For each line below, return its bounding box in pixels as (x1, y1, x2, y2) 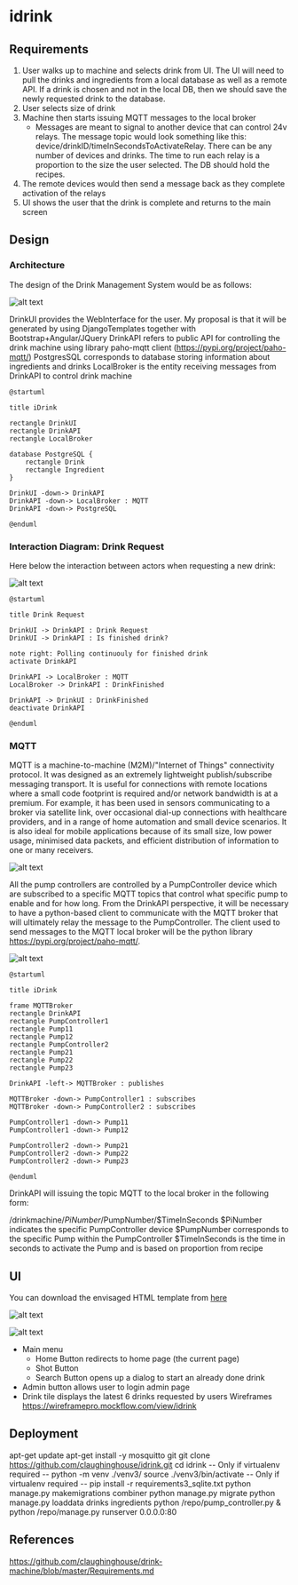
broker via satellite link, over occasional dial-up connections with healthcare (9, 807, 287, 818)
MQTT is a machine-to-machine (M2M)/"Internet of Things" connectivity (9, 760, 275, 770)
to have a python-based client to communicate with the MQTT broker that (9, 908, 278, 919)
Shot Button (35, 1363, 79, 1374)
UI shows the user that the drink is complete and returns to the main (21, 197, 271, 208)
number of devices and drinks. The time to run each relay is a (35, 150, 260, 161)
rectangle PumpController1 (9, 1017, 109, 1026)
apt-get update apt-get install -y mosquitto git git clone (9, 1450, 211, 1461)
